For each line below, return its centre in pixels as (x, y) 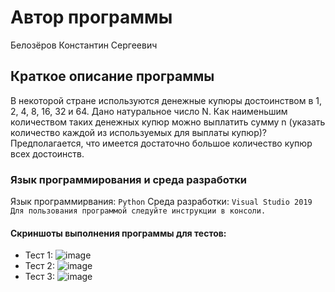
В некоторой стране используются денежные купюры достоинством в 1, (166, 100)
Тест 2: (39, 266)
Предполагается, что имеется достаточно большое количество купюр (161, 143)
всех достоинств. (47, 153)
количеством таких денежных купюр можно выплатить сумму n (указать (168, 122)
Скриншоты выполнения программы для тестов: (118, 233)
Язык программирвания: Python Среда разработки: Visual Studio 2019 (161, 202)
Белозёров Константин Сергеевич (84, 45)
